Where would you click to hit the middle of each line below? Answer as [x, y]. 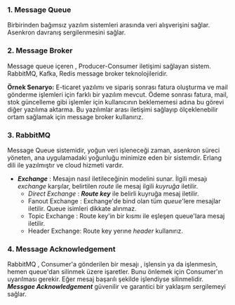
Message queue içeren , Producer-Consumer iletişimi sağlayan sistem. [109, 66]
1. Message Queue [39, 10]
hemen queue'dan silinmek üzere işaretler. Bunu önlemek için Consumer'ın [115, 272]
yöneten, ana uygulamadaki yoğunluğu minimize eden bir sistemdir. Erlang [115, 157]
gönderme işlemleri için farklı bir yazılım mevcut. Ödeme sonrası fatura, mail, [118, 94]
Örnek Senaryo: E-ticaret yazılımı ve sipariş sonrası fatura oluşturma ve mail [117, 87]
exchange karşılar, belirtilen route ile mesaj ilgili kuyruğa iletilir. [108, 186]
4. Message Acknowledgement [61, 249]
